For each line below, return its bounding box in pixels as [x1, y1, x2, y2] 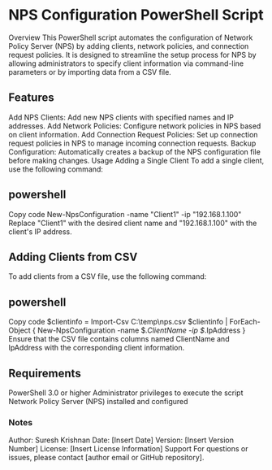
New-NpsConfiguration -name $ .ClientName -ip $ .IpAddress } [37, 325, 246, 335]
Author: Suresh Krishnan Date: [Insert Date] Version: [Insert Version [8, 435, 234, 445]
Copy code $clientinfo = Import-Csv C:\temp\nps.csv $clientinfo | [8, 317, 228, 327]
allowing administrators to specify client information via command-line [8, 59, 244, 68]
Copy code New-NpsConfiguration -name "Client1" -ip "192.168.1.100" [8, 209, 242, 219]
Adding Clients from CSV [8, 250, 138, 263]
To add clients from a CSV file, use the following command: [8, 272, 207, 281]
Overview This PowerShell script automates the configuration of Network [8, 33, 253, 42]
